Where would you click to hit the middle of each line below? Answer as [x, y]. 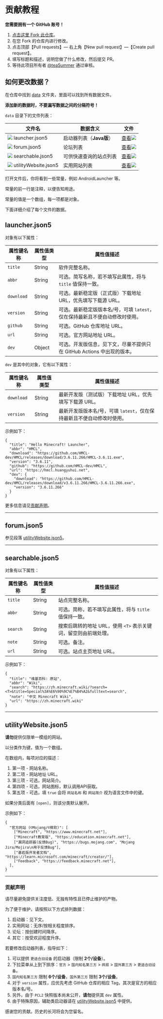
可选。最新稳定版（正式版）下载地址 [100, 293]
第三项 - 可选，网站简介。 [38, 780]
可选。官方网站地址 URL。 [88, 335]
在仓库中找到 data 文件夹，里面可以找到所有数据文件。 [59, 94]
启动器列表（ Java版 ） [89, 138]
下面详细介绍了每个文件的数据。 [37, 209]
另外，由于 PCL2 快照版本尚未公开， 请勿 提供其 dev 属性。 [69, 995]
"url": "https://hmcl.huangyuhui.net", [50, 470]
